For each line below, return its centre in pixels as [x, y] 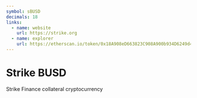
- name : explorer [33, 38]
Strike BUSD [36, 73]
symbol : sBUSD [23, 11]
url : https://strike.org [47, 33]
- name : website [31, 28]
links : [14, 22]
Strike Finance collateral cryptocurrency [55, 89]
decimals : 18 [22, 17]
